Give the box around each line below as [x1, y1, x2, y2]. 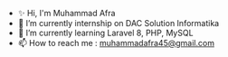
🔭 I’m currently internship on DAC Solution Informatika [17, 18, 220, 28]
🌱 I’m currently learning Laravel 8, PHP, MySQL [17, 27, 194, 38]
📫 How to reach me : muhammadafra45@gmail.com [17, 38, 215, 48]
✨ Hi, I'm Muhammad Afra [17, 8, 116, 18]
